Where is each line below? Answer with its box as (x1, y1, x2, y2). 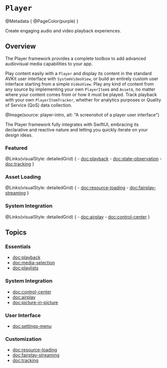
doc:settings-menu (12, 323, 52, 329)
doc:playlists (12, 265, 39, 271)
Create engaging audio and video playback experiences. (5, 27, 121, 33)
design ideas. (5, 132, 33, 138)
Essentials (5, 243, 31, 250)
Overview (5, 42, 36, 51)
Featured (5, 144, 28, 151)
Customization (5, 335, 42, 342)
